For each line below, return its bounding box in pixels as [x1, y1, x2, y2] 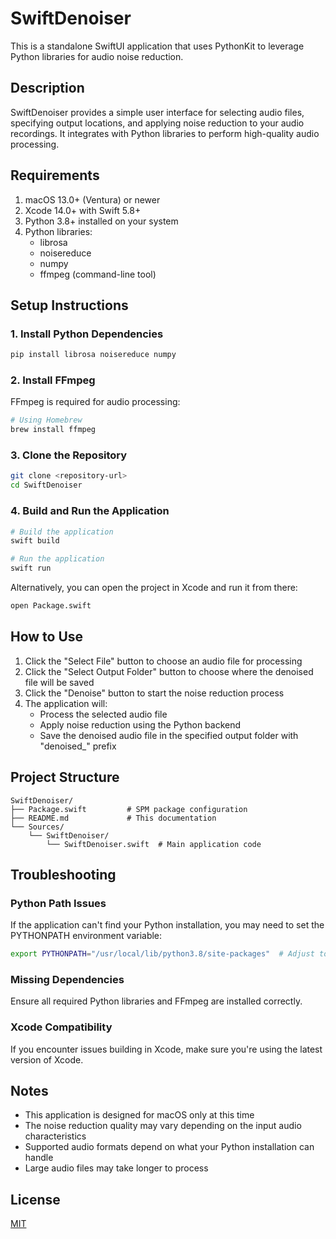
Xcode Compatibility [10, 1020, 113, 1034]
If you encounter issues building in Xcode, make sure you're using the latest [10, 1043, 323, 1055]
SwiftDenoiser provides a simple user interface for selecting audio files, [10, 106, 305, 118]
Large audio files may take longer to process [24, 1162, 209, 1174]
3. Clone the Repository [10, 448, 128, 462]
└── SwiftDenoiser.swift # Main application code [46, 839, 262, 849]
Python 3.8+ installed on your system [24, 215, 179, 227]
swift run [10, 563, 52, 574]
